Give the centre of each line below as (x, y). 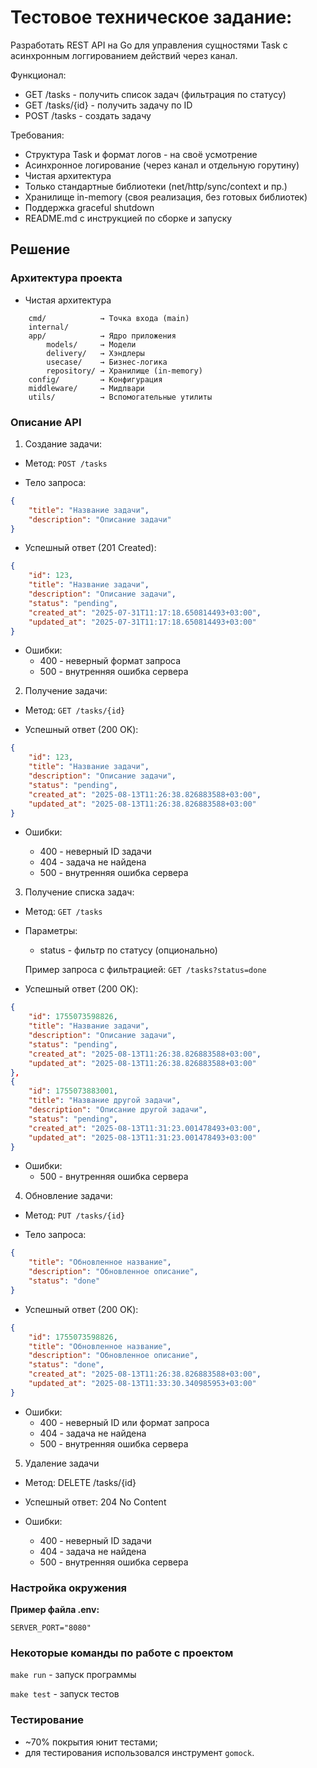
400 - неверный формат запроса (110, 661)
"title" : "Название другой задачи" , (105, 1101)
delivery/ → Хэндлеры (95, 353)
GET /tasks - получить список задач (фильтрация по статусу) (155, 94)
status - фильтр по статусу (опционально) (128, 950)
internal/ (49, 327)
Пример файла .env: (55, 1610)
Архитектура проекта (66, 278)
